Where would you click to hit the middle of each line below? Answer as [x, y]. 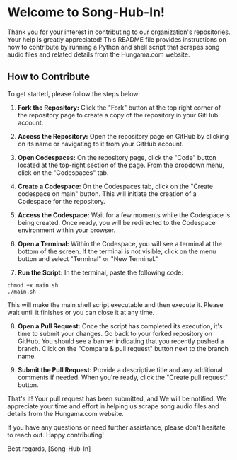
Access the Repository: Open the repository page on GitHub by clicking [123, 136]
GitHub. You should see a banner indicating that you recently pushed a [121, 341]
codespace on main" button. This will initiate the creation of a [107, 194]
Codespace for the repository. [62, 201]
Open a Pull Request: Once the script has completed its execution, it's [120, 326]
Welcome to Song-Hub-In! [86, 12]
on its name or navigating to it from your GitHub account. [100, 144]
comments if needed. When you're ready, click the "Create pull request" [123, 377]
